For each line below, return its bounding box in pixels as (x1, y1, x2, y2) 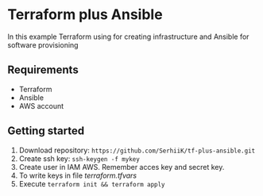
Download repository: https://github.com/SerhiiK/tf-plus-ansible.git (18, 145, 256, 155)
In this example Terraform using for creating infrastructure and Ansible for (7, 32, 249, 41)
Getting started (7, 125, 85, 138)
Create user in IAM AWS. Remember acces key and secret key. (18, 162, 225, 171)
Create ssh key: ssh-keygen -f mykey (18, 153, 140, 163)
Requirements (7, 63, 79, 77)
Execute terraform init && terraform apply (18, 179, 165, 188)
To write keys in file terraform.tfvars (18, 171, 137, 180)
